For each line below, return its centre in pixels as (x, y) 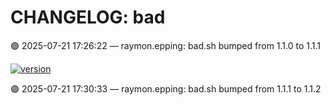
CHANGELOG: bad (88, 17)
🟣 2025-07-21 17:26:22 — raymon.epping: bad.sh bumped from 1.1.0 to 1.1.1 (165, 45)
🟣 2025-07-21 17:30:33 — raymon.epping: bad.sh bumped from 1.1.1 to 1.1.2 (166, 88)
